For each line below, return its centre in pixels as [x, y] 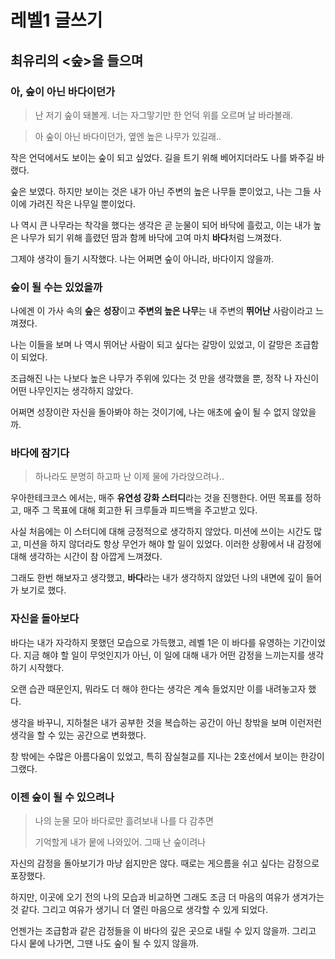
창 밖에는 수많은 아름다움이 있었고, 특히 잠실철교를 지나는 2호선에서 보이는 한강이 [167, 756]
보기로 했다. [43, 590]
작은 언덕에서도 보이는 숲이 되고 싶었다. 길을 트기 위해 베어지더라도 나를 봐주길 [162, 157]
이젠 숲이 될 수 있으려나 [62, 797]
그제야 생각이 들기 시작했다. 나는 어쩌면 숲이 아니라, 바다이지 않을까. [142, 258]
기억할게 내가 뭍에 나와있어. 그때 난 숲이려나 [120, 842]
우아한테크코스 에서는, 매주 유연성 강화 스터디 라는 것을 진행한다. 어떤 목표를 [156, 498]
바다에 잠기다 [40, 453]
